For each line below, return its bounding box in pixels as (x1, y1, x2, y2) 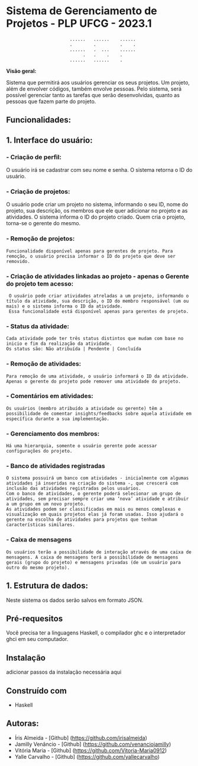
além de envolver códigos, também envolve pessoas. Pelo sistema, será (6, 85, 182, 92)
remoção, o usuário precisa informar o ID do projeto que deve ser (6, 253, 176, 259)
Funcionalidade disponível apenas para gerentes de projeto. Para (6, 248, 173, 254)
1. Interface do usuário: (6, 135, 93, 145)
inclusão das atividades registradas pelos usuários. (6, 486, 142, 492)
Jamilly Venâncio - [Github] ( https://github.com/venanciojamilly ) (14, 741, 171, 748)
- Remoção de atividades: (6, 360, 82, 368)
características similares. (6, 522, 76, 528)
